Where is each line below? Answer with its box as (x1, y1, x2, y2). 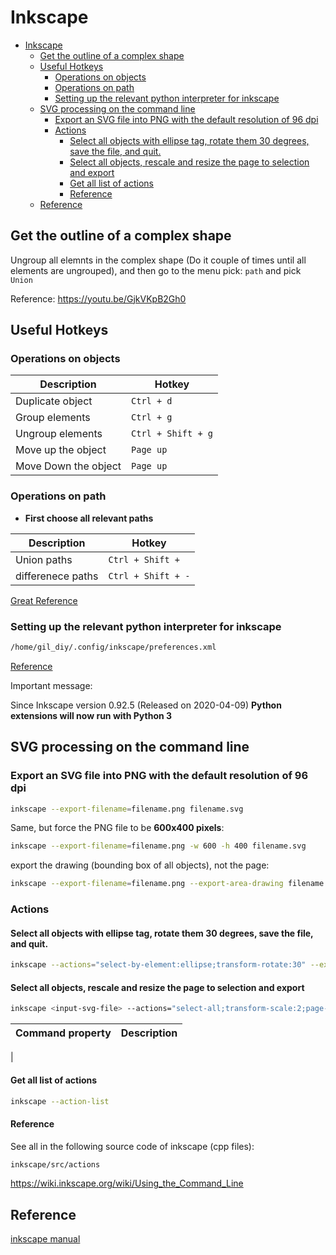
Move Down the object (15, 459, 122, 473)
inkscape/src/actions (10, 1159, 101, 1170)
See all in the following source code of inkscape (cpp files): (10, 1140, 255, 1152)
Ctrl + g (131, 412, 173, 423)
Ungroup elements (15, 427, 103, 441)
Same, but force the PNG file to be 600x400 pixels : (10, 822, 225, 834)
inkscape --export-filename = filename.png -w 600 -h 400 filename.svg (10, 841, 307, 851)
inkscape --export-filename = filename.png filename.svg (10, 804, 244, 814)
